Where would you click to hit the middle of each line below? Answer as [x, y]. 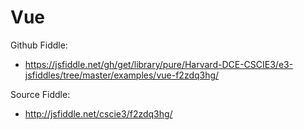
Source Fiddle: [40, 94]
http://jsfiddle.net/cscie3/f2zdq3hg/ [98, 113]
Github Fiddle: [39, 45]
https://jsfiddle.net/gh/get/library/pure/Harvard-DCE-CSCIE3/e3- [159, 64]
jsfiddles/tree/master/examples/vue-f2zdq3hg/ [122, 75]
